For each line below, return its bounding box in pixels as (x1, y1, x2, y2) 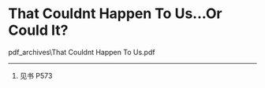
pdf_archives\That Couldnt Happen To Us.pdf (8, 47, 155, 57)
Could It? (8, 21, 69, 39)
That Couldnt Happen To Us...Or (8, 5, 222, 23)
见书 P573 (19, 71, 53, 80)
